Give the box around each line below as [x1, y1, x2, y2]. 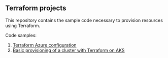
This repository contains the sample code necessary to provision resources [5, 17, 163, 23]
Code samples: [5, 32, 37, 38]
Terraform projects [5, 4, 66, 12]
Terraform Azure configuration [12, 42, 77, 48]
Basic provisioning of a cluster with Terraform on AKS [12, 47, 125, 53]
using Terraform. [5, 22, 41, 28]
